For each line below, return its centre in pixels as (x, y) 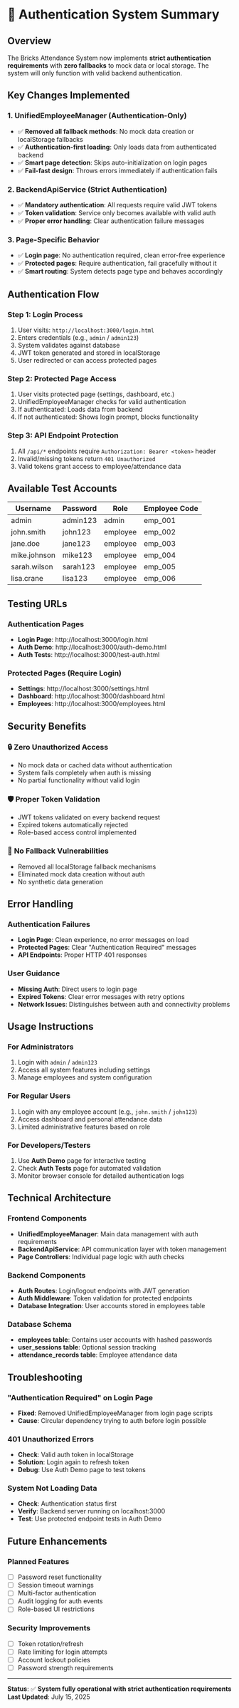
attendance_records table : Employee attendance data (97, 1355)
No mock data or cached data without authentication (95, 765)
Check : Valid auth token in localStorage (75, 1455)
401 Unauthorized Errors (51, 1439)
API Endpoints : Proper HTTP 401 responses (82, 955)
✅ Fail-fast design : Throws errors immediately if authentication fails (118, 170)
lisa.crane (27, 579)
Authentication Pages (46, 624)
